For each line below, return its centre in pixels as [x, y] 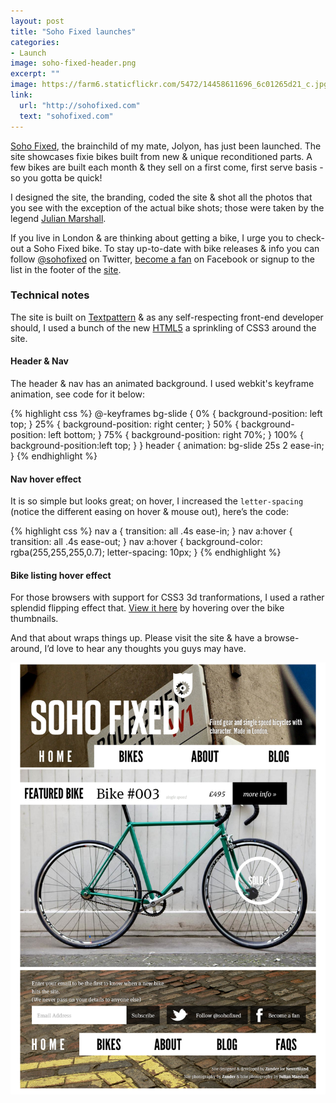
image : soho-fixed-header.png [73, 63]
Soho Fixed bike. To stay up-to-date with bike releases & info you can [176, 248]
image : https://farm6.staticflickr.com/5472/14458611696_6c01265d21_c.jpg [169, 85]
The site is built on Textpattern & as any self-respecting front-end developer [167, 317]
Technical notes [50, 295]
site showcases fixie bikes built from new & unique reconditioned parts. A [161, 156]
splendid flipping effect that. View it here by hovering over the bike [147, 608]
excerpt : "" [35, 74]
